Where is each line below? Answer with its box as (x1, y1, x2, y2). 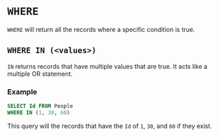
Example (7, 87, 38, 97)
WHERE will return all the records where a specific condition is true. (7, 25, 195, 33)
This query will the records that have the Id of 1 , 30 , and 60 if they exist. (7, 122, 213, 130)
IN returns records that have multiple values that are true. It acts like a (7, 62, 208, 70)
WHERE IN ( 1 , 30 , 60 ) (7, 109, 70, 116)
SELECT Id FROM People (7, 103, 73, 110)
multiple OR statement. (7, 70, 73, 78)
